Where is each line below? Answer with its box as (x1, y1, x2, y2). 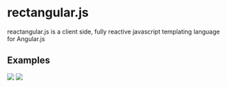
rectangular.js (7, 5, 89, 21)
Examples (7, 55, 50, 66)
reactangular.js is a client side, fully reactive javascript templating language (7, 27, 220, 36)
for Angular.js (7, 34, 45, 42)
